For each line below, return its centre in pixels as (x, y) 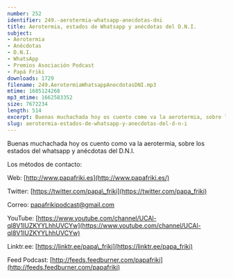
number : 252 (24, 14)
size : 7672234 (28, 104)
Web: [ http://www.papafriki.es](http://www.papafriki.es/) (88, 177)
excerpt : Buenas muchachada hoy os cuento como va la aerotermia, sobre (114, 117)
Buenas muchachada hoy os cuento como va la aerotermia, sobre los (106, 143)
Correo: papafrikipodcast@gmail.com (61, 204)
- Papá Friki (26, 72)
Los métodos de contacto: (44, 164)
